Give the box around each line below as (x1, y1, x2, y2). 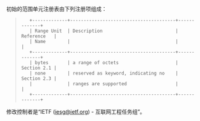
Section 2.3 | (21, 76, 57, 82)
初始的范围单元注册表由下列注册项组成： (6, 5, 107, 12)
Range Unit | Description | (34, 28, 179, 34)
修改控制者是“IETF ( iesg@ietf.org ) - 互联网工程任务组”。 (6, 108, 146, 115)
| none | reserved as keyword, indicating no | (29, 70, 179, 76)
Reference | (21, 33, 57, 39)
